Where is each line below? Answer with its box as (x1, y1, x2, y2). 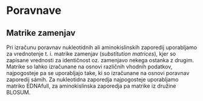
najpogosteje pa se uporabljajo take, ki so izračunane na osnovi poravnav (6, 70, 190, 76)
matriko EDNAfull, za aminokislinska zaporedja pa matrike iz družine (6, 82, 176, 90)
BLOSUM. (6, 89, 31, 96)
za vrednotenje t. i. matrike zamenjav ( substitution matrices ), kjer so (6, 50, 176, 57)
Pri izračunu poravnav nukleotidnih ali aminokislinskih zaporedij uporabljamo (6, 44, 198, 51)
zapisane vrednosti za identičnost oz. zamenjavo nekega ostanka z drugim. (6, 57, 194, 64)
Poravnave (6, 4, 62, 18)
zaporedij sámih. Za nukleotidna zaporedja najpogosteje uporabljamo (6, 76, 179, 83)
